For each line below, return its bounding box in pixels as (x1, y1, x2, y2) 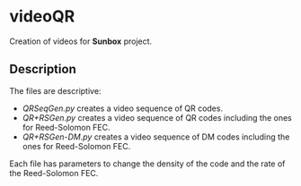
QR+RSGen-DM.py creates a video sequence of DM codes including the (22, 131, 290, 142)
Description (9, 62, 76, 77)
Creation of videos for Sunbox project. (9, 36, 153, 46)
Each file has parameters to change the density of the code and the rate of (9, 158, 286, 169)
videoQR (9, 6, 75, 27)
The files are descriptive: (9, 85, 102, 96)
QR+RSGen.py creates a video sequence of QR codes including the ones (22, 112, 292, 123)
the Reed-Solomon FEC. (9, 167, 99, 178)
